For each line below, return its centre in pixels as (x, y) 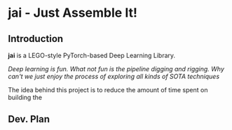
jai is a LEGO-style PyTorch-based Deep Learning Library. (92, 55)
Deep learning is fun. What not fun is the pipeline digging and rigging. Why (116, 69)
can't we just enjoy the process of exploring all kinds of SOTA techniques (114, 76)
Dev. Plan (29, 119)
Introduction (36, 39)
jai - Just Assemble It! (73, 13)
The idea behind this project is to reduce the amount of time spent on (108, 90)
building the (25, 97)
